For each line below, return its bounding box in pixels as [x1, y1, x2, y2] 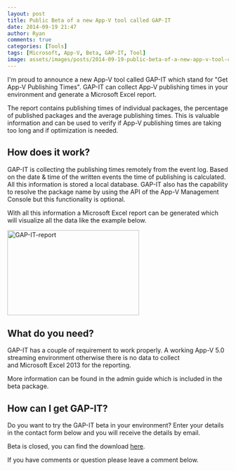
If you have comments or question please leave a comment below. [7, 456, 199, 464]
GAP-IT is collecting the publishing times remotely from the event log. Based [7, 165, 228, 173]
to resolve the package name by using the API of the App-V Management [7, 187, 219, 196]
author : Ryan [7, 29, 46, 37]
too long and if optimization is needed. [7, 126, 119, 134]
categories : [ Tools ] [7, 43, 68, 50]
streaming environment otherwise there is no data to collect [7, 354, 181, 362]
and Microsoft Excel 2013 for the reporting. [7, 361, 131, 369]
